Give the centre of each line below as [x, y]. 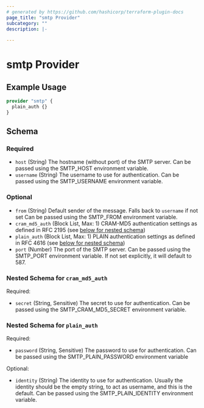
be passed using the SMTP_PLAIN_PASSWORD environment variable [102, 357]
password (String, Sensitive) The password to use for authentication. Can [106, 350]
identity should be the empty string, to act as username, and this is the [104, 387]
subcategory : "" [27, 23]
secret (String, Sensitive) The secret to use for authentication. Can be [103, 303]
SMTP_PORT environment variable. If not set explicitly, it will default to [103, 256]
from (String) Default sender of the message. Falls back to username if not [107, 210]
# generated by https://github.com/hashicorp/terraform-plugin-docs [95, 12]
